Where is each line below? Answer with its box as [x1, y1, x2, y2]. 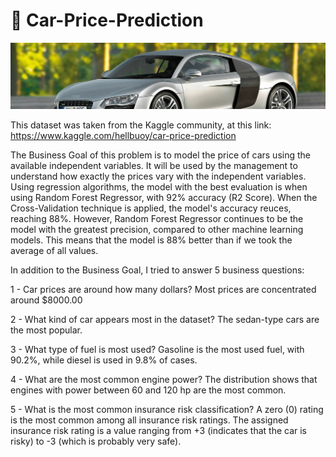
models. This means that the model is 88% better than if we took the [10, 234, 293, 246]
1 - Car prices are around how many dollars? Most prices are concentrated [10, 283, 317, 295]
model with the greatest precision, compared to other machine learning [10, 223, 304, 235]
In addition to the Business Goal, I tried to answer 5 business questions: [10, 264, 305, 276]
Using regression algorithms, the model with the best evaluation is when [10, 180, 308, 193]
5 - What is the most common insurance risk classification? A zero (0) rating [10, 403, 324, 415]
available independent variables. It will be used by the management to [10, 159, 298, 171]
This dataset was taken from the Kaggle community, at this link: [10, 119, 272, 131]
